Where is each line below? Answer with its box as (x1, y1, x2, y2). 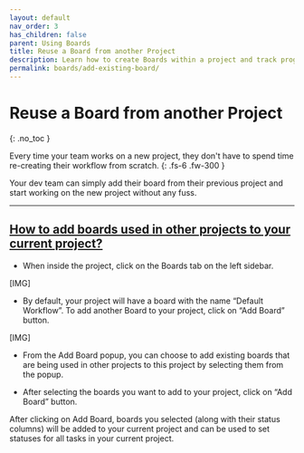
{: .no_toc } (9, 132, 51, 143)
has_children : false (9, 30, 88, 39)
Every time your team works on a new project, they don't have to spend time (9, 150, 294, 161)
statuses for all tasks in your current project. (9, 432, 175, 444)
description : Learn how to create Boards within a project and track (9, 55, 278, 64)
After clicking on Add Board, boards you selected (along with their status (9, 413, 280, 424)
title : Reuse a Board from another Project (9, 47, 176, 56)
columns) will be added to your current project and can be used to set (9, 423, 270, 434)
